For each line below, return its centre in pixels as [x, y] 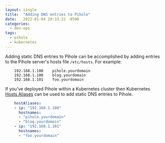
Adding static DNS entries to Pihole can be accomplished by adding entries [82, 56]
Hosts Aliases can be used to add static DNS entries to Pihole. [69, 94]
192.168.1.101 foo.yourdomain [49, 79]
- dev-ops [20, 28]
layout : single [21, 10]
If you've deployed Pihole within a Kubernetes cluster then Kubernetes [78, 89]
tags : [11, 33]
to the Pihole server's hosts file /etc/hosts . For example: [63, 62]
